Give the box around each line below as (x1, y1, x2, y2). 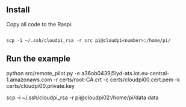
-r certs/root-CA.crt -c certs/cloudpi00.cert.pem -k (53, 76, 181, 83)
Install (6, 5, 30, 15)
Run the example (6, 54, 71, 64)
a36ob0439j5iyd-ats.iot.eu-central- (81, 69, 170, 77)
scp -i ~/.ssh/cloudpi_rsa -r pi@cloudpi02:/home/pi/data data (6, 94, 159, 101)
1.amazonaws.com (6, 76, 52, 83)
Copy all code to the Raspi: (6, 20, 73, 27)
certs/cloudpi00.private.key (6, 82, 75, 89)
